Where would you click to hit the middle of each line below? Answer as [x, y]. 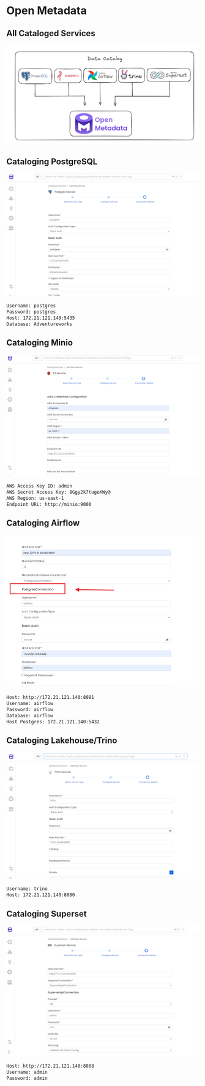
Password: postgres [31, 312]
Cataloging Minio [40, 343]
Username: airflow [30, 704]
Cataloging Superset [47, 914]
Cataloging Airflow [43, 523]
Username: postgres [31, 306]
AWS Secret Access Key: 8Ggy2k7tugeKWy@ [59, 492]
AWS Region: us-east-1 [35, 498]
